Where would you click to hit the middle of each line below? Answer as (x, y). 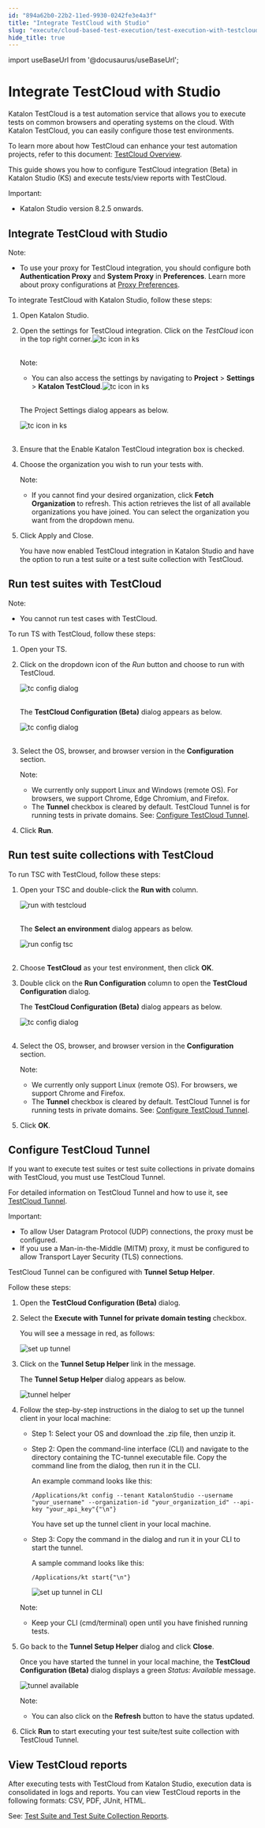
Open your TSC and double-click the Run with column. (109, 889)
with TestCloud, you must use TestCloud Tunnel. (87, 1178)
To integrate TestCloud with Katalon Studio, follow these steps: (110, 300)
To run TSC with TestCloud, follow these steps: (84, 874)
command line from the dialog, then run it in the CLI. (116, 1466)
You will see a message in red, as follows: (87, 1333)
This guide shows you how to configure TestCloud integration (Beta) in (123, 170)
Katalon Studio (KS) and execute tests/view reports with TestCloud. (118, 178)
